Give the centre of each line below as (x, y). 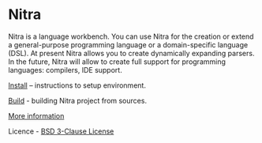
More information (36, 115)
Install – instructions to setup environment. (77, 85)
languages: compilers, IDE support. (65, 70)
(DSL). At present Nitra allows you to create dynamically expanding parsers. (131, 53)
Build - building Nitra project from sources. (78, 100)
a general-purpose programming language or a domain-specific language (128, 44)
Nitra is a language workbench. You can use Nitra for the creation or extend (131, 36)
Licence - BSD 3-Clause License (61, 131)
